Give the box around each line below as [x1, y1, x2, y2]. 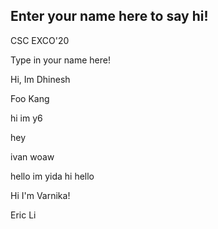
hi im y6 [10, 112, 43, 124]
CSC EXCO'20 [10, 34, 70, 46]
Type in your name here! [10, 54, 111, 66]
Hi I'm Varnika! [10, 189, 71, 201]
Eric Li [10, 209, 37, 221]
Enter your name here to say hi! [10, 8, 209, 25]
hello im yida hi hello [10, 170, 95, 182]
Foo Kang [10, 92, 50, 104]
